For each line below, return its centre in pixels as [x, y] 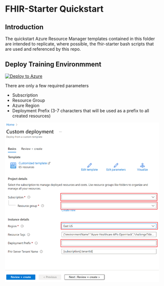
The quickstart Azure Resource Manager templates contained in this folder [80, 39]
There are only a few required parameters [47, 85]
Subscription [25, 95]
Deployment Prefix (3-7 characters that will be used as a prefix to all [81, 110]
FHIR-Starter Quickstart [54, 9]
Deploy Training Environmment [53, 64]
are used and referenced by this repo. [43, 49]
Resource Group [29, 100]
